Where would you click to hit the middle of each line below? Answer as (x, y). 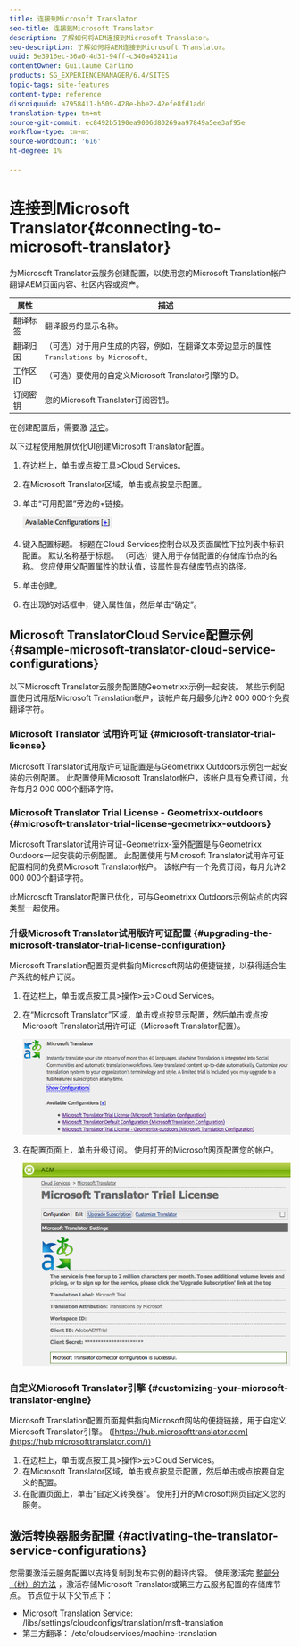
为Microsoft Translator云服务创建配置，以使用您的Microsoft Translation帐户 (148, 273)
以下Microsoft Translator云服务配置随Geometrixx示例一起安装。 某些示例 (143, 686)
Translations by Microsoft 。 (99, 357)
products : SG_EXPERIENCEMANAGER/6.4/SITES (89, 76)
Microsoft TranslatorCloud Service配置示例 (131, 635)
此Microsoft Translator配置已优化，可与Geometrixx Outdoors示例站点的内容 (149, 897)
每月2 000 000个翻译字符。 (67, 789)
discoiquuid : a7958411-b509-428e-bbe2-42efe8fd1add (107, 104)
